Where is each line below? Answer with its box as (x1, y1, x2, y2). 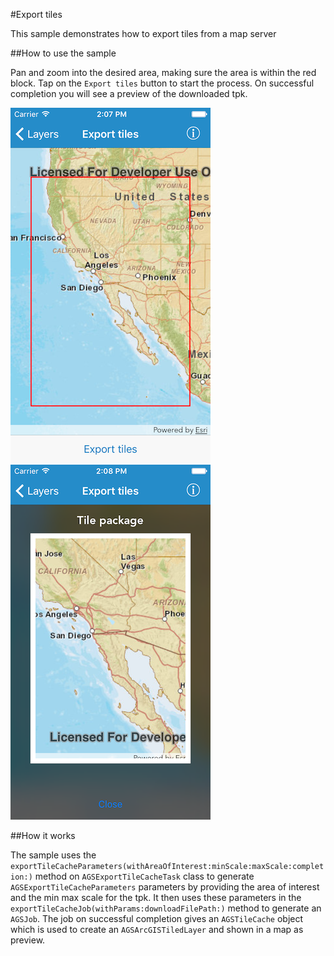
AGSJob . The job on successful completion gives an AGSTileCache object (10, 913, 304, 924)
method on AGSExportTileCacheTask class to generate (34, 870, 255, 882)
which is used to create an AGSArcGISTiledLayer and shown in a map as (10, 924, 304, 935)
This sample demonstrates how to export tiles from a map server (10, 28, 277, 39)
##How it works (10, 830, 76, 841)
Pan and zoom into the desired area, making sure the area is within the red (10, 67, 317, 78)
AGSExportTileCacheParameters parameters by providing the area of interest (10, 881, 320, 893)
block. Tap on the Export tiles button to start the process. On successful (10, 77, 315, 89)
